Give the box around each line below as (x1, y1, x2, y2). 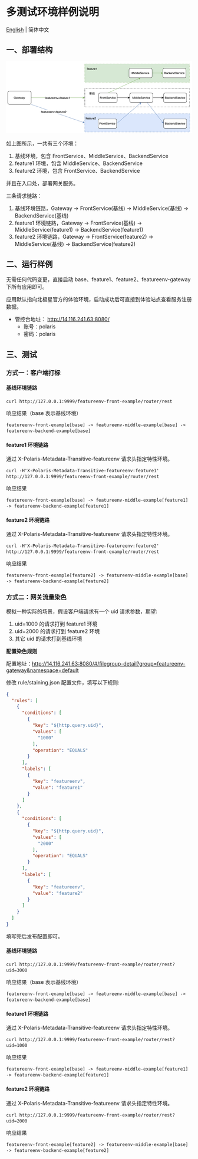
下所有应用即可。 (6, 284, 48, 291)
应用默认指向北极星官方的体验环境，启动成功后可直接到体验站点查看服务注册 (6, 296, 192, 303)
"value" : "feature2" (32, 890, 83, 896)
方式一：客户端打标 (6, 368, 61, 377)
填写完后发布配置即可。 (6, 933, 63, 940)
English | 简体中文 (6, 26, 49, 33)
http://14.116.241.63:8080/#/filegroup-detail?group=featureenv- (32, 660, 186, 667)
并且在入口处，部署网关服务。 (6, 179, 78, 186)
